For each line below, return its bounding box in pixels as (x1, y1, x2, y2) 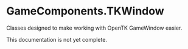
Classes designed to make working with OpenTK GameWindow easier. (6, 24, 183, 31)
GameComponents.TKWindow (6, 4, 164, 18)
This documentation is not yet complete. (6, 36, 108, 43)
